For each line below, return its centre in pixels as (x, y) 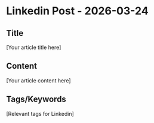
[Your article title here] (34, 47)
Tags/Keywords (36, 99)
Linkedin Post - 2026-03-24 (77, 11)
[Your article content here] (38, 80)
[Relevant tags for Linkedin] (40, 113)
